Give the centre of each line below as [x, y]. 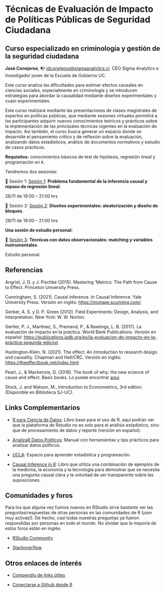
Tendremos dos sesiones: [31, 172]
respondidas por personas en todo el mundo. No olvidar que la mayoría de [81, 523]
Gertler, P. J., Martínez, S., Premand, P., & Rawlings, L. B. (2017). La [73, 326]
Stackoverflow [27, 547]
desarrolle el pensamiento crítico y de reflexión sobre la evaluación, [74, 137]
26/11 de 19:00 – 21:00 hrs [32, 196]
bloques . [14, 211]
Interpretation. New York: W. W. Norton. [45, 317]
